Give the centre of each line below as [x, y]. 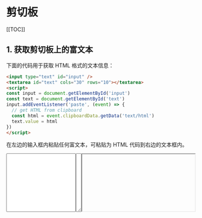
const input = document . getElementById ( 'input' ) [68, 94]
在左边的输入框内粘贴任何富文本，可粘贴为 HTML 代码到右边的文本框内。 [97, 145]
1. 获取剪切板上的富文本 [50, 50]
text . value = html [35, 121]
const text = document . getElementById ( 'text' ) [66, 99]
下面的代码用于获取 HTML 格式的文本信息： [60, 65]
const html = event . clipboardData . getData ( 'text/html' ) [83, 116]
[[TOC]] [16, 29]
